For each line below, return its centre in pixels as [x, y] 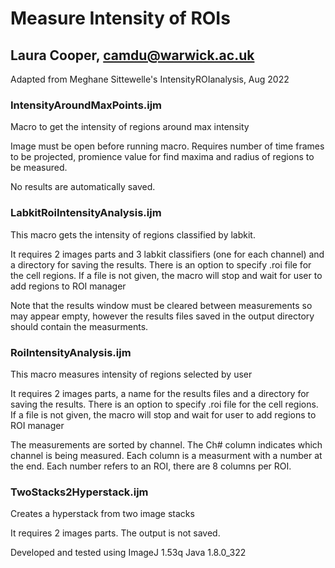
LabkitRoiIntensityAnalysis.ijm [86, 213]
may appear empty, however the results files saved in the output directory [162, 316]
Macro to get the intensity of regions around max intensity [130, 127]
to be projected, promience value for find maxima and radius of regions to [162, 157]
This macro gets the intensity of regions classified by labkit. [133, 234]
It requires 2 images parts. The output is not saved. [115, 533]
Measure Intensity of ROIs [120, 18]
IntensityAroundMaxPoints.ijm [86, 105]
